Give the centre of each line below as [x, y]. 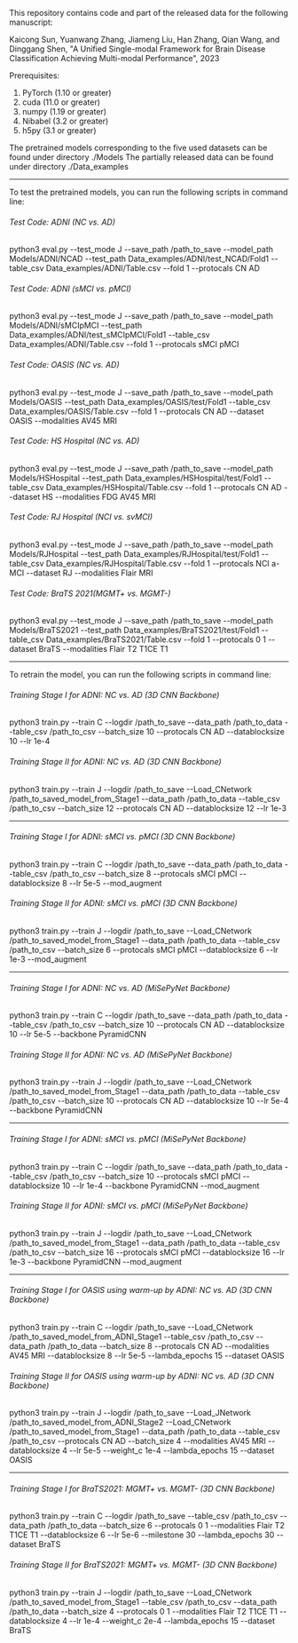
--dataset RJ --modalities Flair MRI [90, 573]
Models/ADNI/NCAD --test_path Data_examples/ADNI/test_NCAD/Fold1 [139, 259]
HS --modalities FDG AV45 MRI [99, 496]
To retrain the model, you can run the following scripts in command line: [141, 675]
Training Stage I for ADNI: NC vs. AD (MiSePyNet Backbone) [120, 988]
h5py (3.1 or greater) [59, 131]
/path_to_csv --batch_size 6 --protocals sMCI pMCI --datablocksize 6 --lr [144, 950]
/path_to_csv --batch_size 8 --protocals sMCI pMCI [143, 873]
